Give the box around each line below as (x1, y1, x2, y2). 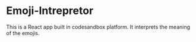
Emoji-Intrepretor (6, 4, 94, 17)
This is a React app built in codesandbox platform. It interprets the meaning (6, 23, 191, 30)
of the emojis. (6, 29, 40, 36)
